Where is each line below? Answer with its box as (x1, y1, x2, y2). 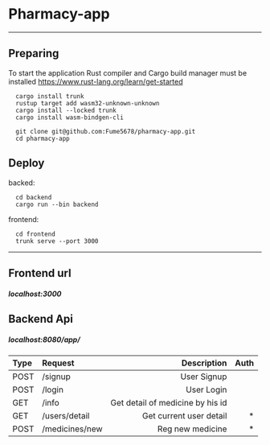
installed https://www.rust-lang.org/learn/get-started (8, 76, 183, 86)
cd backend (15, 193, 52, 201)
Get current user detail (141, 410, 227, 421)
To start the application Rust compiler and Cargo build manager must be (8, 68, 247, 77)
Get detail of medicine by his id (110, 397, 227, 408)
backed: (8, 178, 35, 187)
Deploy (8, 156, 45, 170)
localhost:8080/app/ (8, 335, 80, 344)
